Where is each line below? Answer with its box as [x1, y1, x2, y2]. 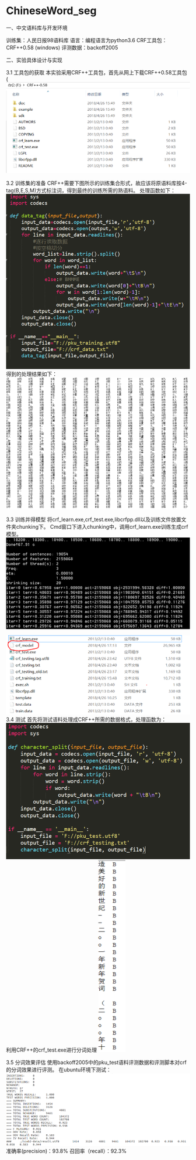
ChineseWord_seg [6, 4, 97, 18]
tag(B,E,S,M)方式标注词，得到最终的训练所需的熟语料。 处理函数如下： [6, 186, 176, 194]
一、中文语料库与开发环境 [6, 24, 68, 31]
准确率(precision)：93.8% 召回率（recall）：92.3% [6, 1147, 127, 1154]
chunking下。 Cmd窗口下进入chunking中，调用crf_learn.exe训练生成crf [16, 523, 188, 530]
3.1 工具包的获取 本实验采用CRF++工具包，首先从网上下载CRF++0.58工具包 [6, 69, 188, 76]
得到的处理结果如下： [6, 370, 57, 377]
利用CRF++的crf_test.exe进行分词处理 [6, 1046, 97, 1053]
